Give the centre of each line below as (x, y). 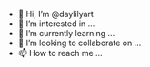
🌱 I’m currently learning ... (66, 33)
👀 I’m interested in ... (56, 24)
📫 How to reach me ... (60, 53)
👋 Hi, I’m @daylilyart (55, 14)
